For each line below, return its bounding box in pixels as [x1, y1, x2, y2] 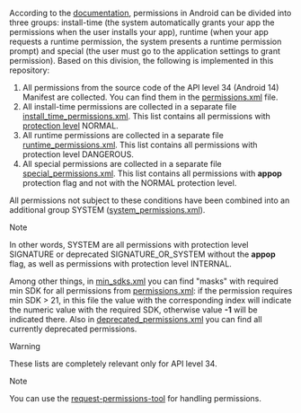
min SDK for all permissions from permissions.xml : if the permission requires [9, 286, 293, 295]
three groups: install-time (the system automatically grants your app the [9, 17, 275, 28]
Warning [9, 341, 40, 351]
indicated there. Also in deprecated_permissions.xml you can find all [9, 314, 262, 324]
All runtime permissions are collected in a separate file [22, 130, 225, 140]
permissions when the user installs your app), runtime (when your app [9, 27, 270, 37]
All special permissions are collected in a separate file [22, 159, 222, 169]
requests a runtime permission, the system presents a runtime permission [9, 36, 282, 47]
